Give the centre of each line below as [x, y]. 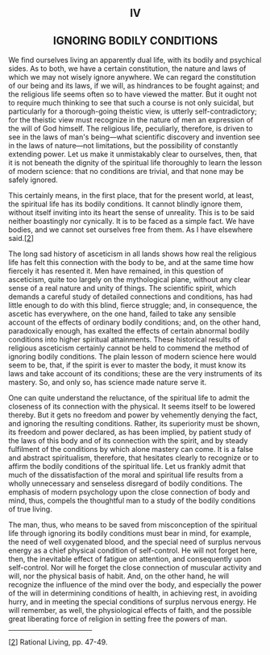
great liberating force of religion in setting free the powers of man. [118, 619]
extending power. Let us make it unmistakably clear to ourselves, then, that [133, 154]
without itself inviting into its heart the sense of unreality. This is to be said [132, 213]
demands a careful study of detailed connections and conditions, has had [131, 296]
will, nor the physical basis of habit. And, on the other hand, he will [119, 576]
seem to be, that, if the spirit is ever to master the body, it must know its [127, 365]
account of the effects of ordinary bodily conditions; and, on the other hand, [135, 322]
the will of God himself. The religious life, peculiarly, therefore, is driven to [131, 129]
